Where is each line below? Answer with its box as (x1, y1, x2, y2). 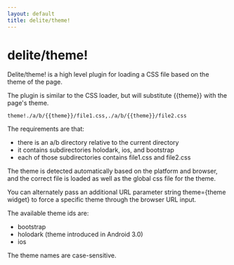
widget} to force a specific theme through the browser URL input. (7, 195, 197, 204)
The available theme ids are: (7, 209, 89, 218)
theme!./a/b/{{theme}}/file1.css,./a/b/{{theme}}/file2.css (7, 112, 188, 119)
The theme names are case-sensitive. (7, 251, 117, 260)
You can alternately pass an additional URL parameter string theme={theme (7, 188, 226, 197)
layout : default (7, 10, 55, 18)
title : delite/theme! (7, 17, 71, 24)
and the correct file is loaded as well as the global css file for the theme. (7, 174, 216, 183)
